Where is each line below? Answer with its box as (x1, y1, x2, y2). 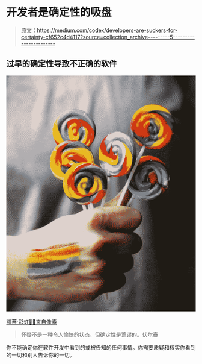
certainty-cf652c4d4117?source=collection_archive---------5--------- (20, 33, 195, 40)
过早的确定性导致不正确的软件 (6, 58, 117, 69)
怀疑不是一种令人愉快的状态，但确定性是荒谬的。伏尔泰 (20, 331, 158, 338)
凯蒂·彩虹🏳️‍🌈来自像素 (6, 318, 57, 325)
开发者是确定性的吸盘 (6, 5, 112, 19)
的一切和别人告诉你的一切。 (6, 351, 75, 359)
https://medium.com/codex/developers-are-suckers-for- (37, 27, 178, 34)
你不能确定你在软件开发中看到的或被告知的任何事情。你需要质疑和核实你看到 (6, 344, 196, 351)
